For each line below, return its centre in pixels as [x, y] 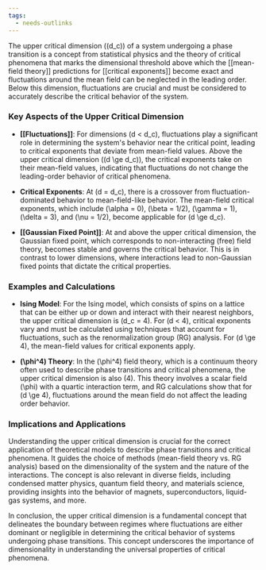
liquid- [237, 492]
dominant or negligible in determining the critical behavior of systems [122, 533]
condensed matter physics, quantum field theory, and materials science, [126, 483]
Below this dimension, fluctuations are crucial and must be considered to [127, 87]
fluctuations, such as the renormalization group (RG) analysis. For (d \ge [138, 337]
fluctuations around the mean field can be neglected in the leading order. [128, 79]
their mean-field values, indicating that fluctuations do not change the [134, 168]
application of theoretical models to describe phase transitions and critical [129, 450]
